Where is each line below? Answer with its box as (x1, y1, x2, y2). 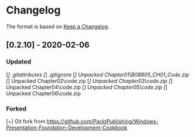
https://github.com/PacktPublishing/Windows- (46, 118, 159, 125)
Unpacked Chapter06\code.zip (6, 89, 81, 97)
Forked (6, 104, 27, 112)
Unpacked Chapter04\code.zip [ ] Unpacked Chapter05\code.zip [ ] (6, 83, 168, 91)
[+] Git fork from (6, 118, 46, 125)
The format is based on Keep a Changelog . (6, 23, 110, 30)
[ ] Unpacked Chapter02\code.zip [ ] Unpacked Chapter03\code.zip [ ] (6, 77, 173, 84)
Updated (6, 58, 31, 66)
